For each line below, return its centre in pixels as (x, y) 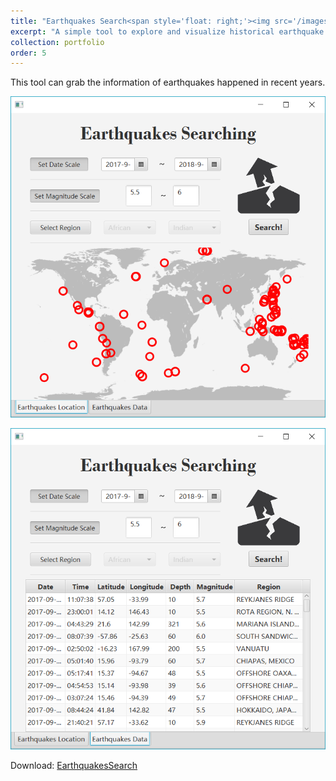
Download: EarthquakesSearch (74, 765)
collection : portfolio (57, 42)
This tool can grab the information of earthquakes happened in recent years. (168, 82)
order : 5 (28, 53)
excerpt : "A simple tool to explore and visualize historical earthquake (167, 31)
